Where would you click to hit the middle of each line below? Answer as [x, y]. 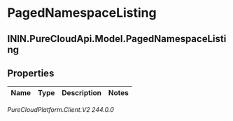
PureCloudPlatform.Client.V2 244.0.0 [61, 110]
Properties [31, 73]
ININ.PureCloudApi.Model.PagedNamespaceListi [117, 39]
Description [82, 93]
